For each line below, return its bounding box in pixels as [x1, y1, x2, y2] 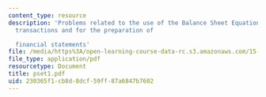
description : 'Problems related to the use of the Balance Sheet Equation [8, 19, 260, 27]
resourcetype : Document [8, 62, 87, 71]
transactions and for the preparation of [15, 26, 154, 34]
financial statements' [15, 40, 90, 48]
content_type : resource [8, 11, 87, 20]
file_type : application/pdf [8, 55, 101, 63]
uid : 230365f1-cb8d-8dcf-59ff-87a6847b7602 [8, 76, 154, 85]
